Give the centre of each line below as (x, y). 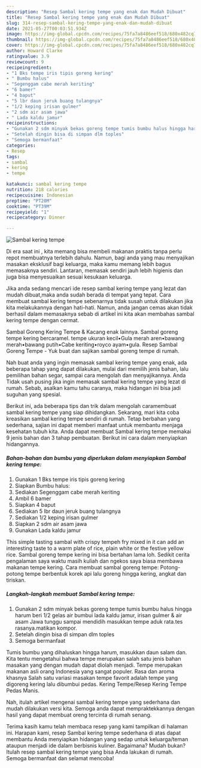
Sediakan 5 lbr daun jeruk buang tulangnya (68, 511)
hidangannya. (23, 445)
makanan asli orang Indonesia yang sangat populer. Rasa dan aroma (90, 672)
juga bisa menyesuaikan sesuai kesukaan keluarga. (69, 277)
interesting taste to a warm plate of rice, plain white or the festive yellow (95, 548)
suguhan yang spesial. (34, 394)
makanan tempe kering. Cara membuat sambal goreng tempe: (83, 567)
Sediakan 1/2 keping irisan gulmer (57, 518)
